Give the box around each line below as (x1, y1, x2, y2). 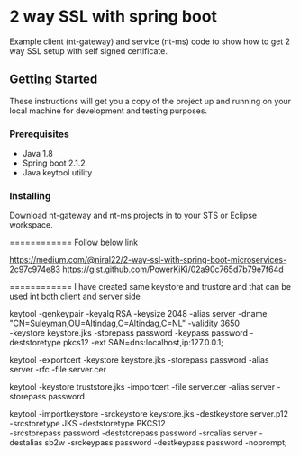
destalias (9, 437, 43, 448)
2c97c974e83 (9, 264, 61, 275)
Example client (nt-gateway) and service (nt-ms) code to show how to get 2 (9, 36, 291, 47)
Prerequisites (9, 128, 69, 140)
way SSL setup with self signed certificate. (9, 45, 168, 56)
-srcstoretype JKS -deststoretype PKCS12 (9, 418, 167, 429)
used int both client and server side (9, 291, 141, 302)
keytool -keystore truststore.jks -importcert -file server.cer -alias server (9, 381, 276, 392)
